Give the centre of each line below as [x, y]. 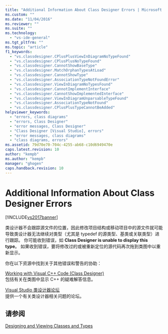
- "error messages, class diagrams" [48, 136]
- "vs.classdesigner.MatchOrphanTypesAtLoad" [58, 71]
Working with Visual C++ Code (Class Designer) [55, 273]
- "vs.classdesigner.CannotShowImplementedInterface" [67, 94]
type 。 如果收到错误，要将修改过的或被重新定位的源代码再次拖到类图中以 [81, 246]
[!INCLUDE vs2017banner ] [32, 217]
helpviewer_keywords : [28, 112]
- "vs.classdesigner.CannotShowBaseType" [53, 66]
